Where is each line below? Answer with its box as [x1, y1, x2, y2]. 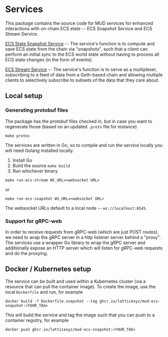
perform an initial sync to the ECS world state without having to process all [5, 51, 159, 57]
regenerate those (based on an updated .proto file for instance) [5, 123, 137, 129]
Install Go [12, 157, 33, 163]
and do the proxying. [5, 250, 48, 256]
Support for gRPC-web [5, 217, 62, 224]
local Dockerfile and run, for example [5, 289, 83, 295]
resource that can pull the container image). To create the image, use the [5, 283, 156, 290]
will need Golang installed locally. [5, 147, 74, 153]
